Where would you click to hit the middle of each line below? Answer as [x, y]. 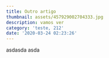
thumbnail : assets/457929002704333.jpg [55, 17]
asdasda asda [23, 50]
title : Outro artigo [31, 11]
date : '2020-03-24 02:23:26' [42, 33]
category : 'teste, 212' [35, 28]
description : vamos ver [35, 22]
